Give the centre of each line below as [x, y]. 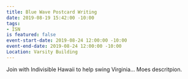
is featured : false [31, 35]
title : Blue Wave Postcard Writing [52, 12]
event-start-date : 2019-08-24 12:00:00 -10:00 [67, 40]
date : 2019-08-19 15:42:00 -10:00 [51, 18]
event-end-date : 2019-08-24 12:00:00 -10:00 [64, 47]
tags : [13, 23]
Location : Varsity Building [42, 52]
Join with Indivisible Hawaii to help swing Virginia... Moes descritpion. [94, 69]
